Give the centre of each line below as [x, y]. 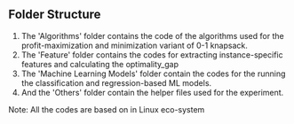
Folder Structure [55, 15]
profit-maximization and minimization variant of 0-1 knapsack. [134, 45]
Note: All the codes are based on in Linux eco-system [107, 109]
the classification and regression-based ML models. [116, 82]
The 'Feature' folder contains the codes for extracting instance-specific [152, 54]
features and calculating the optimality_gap [100, 64]
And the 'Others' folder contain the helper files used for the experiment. [152, 92]
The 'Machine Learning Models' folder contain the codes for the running [153, 74]
